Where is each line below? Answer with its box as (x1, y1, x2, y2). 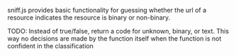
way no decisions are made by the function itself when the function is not (7, 34, 222, 43)
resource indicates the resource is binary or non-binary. (7, 13, 171, 22)
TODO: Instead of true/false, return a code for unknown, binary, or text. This (7, 27, 229, 35)
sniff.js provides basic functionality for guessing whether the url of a (7, 6, 207, 14)
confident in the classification (7, 42, 94, 50)
